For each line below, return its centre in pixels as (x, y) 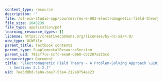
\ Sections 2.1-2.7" (30, 68)
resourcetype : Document (29, 59)
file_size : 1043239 (25, 23)
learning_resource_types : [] (34, 32)
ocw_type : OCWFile (24, 41)
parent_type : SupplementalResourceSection (49, 50)
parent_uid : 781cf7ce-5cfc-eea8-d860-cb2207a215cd (57, 54)
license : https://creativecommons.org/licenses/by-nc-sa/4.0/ (69, 37)
